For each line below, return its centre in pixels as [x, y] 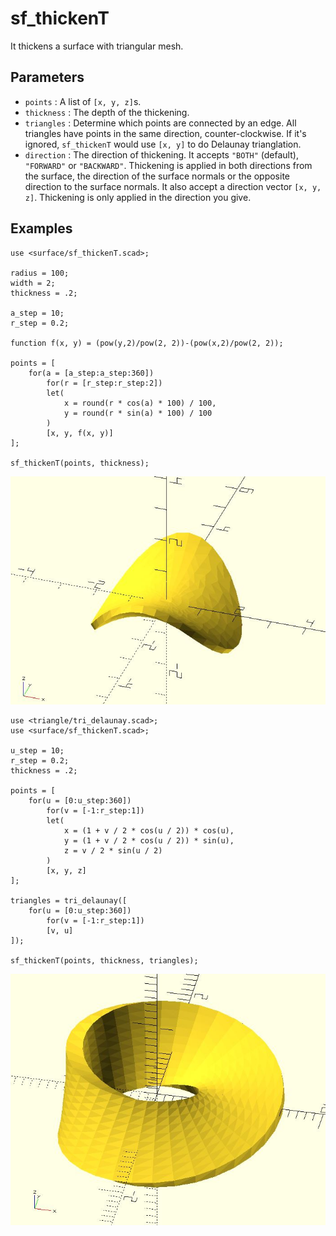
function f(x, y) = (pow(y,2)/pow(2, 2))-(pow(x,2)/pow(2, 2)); [147, 343]
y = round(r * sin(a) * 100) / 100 [138, 413]
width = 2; [33, 283]
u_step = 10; [37, 750]
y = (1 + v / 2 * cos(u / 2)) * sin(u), [149, 840]
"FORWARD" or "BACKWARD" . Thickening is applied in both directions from [168, 165]
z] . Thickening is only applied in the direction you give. [138, 197]
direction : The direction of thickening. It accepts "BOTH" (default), [161, 154]
